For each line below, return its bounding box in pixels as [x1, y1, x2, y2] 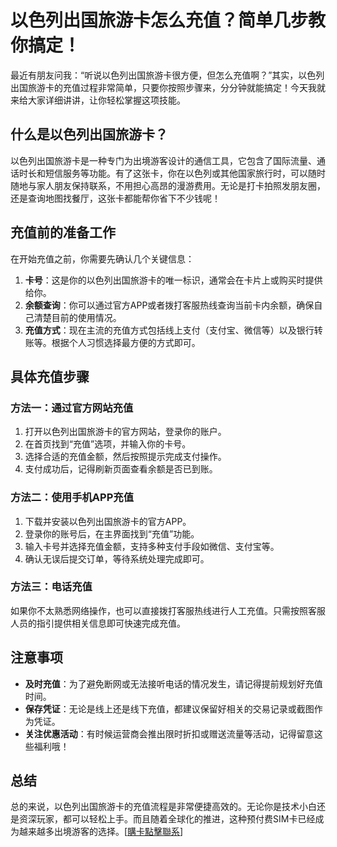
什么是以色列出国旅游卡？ [10, 126, 168, 143]
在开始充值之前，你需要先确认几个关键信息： [10, 252, 195, 265]
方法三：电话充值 [10, 580, 93, 594]
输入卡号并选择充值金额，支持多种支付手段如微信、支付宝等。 [24, 540, 280, 552]
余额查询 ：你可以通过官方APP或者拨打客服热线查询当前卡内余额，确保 [24, 299, 315, 311]
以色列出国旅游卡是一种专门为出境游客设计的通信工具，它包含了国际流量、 [10, 154, 317, 166]
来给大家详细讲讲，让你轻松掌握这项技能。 [10, 94, 186, 106]
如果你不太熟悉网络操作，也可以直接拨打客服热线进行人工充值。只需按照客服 [10, 604, 326, 616]
